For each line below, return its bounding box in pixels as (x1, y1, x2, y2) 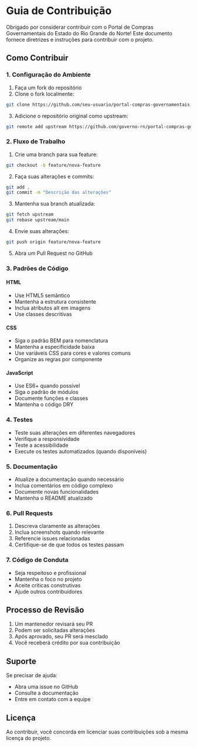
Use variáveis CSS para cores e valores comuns (14, 349, 131, 356)
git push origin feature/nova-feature (6, 239, 101, 245)
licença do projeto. (6, 735, 52, 742)
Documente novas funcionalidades (14, 489, 99, 496)
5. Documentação (6, 462, 58, 470)
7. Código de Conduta (6, 556, 69, 564)
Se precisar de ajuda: (6, 672, 57, 679)
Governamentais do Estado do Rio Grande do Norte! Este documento (6, 29, 173, 36)
